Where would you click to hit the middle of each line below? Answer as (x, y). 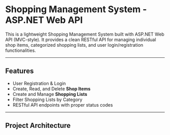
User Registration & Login (39, 83)
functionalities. (21, 50)
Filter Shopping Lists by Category (47, 99)
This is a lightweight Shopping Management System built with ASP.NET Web (85, 34)
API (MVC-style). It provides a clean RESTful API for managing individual (81, 40)
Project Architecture (38, 126)
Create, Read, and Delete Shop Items (52, 89)
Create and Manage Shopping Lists (50, 94)
